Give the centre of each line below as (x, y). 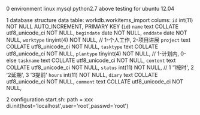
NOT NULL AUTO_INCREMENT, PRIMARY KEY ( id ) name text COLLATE (92, 27)
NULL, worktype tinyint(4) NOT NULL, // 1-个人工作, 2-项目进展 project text (98, 40)
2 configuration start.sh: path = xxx (50, 100)
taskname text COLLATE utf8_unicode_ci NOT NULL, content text (97, 60)
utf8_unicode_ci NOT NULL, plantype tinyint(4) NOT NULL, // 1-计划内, (93, 54)
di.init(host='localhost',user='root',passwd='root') (67, 106)
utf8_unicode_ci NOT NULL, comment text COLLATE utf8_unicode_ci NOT (95, 82)
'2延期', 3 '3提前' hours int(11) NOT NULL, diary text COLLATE (82, 75)
